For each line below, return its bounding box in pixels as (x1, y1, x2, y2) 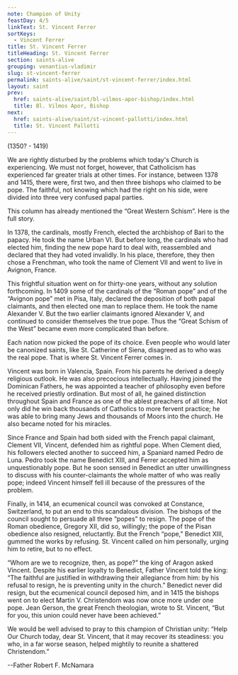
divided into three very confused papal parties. (7, 192, 144, 202)
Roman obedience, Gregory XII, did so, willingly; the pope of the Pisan (7, 521, 212, 531)
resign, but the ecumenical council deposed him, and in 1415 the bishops (7, 588, 220, 596)
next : (7, 109, 23, 116)
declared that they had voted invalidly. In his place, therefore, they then (7, 250, 215, 259)
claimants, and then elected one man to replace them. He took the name (7, 301, 218, 310)
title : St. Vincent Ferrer (7, 43, 87, 50)
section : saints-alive (7, 57, 74, 64)
